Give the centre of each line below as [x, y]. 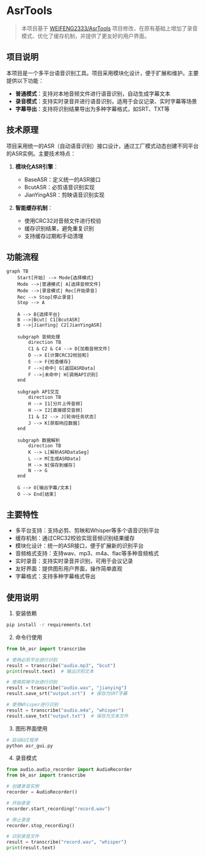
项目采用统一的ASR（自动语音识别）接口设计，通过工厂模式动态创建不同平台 [103, 146]
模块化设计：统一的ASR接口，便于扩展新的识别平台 [79, 546]
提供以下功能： [25, 81]
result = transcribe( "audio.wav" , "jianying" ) [67, 688]
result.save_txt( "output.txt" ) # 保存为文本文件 [67, 716]
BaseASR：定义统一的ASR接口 [62, 179]
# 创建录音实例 [23, 786]
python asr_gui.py [30, 746]
